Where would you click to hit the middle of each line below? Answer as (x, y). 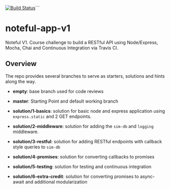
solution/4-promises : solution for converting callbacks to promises (83, 156)
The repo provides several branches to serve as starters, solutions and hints (85, 76)
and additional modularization (56, 182)
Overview (21, 64)
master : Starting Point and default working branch (65, 101)
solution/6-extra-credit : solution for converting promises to (76, 176)
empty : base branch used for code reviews (58, 91)
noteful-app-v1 (38, 28)
